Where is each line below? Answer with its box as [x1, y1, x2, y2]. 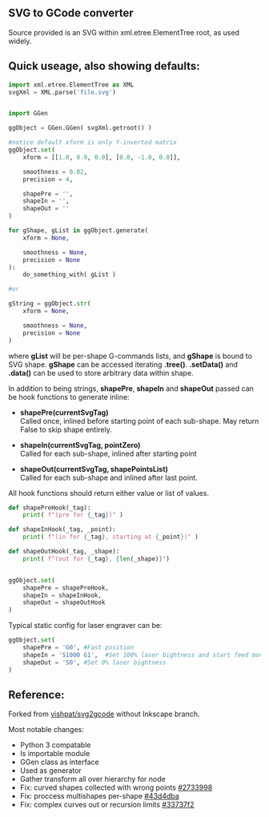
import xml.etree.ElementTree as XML [8, 80, 134, 89]
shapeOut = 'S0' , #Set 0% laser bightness [22, 658, 167, 666]
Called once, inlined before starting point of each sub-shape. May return [19, 416, 259, 425]
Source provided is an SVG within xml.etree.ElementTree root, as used [8, 27, 240, 37]
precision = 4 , [22, 175, 74, 183]
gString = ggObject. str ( [8, 300, 91, 308]
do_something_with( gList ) [22, 271, 116, 279]
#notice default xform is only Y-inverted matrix [8, 139, 178, 147]
